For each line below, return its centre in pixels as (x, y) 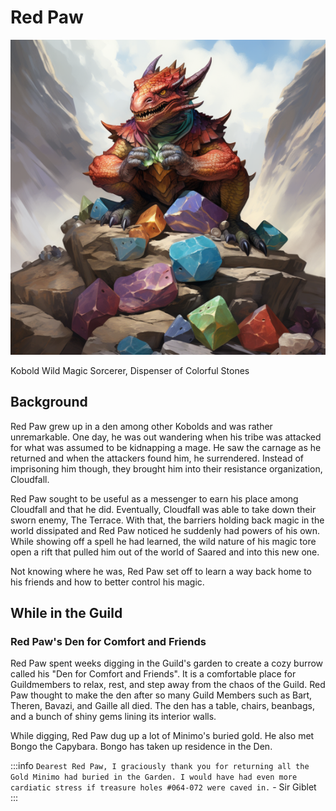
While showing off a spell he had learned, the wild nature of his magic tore (163, 541)
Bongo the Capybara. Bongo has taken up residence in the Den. (141, 747)
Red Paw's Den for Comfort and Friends (108, 642)
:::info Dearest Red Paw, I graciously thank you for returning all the (160, 766)
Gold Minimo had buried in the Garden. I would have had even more (154, 777)
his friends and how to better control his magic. (107, 582)
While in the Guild (66, 613)
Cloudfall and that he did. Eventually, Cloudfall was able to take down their (163, 509)
